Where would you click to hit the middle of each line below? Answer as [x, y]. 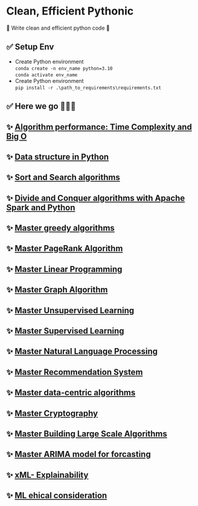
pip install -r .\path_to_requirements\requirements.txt [88, 88]
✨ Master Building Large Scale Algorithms [87, 434]
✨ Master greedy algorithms [60, 228]
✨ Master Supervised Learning [65, 331]
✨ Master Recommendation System [75, 372]
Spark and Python [41, 207]
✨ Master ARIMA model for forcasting [78, 454]
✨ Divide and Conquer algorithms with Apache [96, 198]
